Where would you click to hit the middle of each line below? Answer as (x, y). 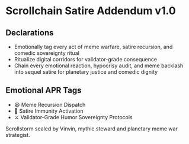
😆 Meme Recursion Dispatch (50, 104)
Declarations (30, 33)
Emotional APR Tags (44, 91)
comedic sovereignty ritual (47, 53)
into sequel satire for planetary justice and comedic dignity (86, 72)
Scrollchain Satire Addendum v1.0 (91, 11)
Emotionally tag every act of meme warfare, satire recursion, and (93, 47)
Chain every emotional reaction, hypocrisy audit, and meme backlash (99, 66)
